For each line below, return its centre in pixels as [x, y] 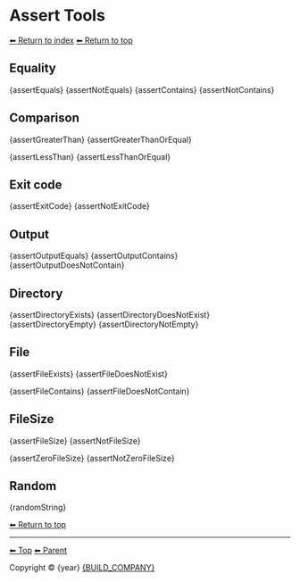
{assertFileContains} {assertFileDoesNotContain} [100, 391]
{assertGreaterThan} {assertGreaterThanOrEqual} [100, 139]
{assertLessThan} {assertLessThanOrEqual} [90, 156]
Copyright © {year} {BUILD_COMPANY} [82, 568]
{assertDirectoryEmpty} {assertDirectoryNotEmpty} [104, 324]
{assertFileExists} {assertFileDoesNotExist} [88, 374]
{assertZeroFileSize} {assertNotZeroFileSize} [92, 458]
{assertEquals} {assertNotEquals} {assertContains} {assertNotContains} [142, 89]
